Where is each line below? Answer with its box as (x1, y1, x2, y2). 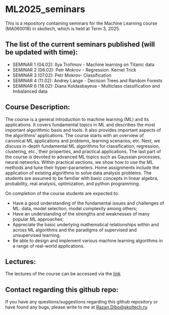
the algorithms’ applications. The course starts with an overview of (5, 132, 144, 138)
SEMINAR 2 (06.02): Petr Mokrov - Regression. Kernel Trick (12, 67, 136, 73)
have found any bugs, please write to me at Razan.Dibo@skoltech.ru (5, 304, 148, 310)
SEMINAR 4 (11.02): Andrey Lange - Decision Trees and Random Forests (12, 77, 163, 84)
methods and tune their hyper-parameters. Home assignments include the (5, 164, 159, 170)
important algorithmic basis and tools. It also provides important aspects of (5, 127, 161, 133)
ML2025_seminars (5, 4, 86, 15)
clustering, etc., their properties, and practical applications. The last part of (5, 148, 161, 154)
